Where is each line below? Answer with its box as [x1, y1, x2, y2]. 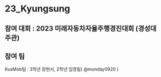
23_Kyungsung [5, 3, 70, 14]
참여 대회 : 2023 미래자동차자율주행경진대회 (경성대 [5, 24, 157, 32]
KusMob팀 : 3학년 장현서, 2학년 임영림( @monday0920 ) [5, 66, 119, 72]
